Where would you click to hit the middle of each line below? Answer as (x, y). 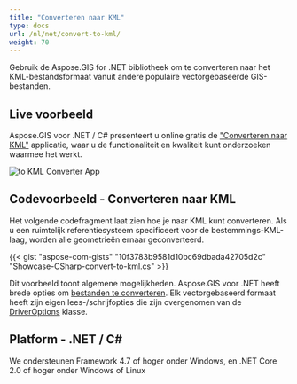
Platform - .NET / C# (66, 339)
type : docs (29, 26)
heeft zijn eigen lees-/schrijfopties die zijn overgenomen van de (125, 302)
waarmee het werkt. (46, 154)
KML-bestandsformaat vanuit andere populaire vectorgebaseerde (129, 77)
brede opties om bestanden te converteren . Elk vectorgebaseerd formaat (143, 293)
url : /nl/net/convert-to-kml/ (65, 34)
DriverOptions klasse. (49, 311)
